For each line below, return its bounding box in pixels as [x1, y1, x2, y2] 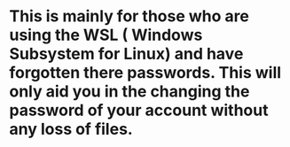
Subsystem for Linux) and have [9, 44, 244, 64]
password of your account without [9, 100, 269, 120]
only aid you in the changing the [9, 81, 250, 102]
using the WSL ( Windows [9, 25, 203, 45]
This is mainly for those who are [9, 6, 250, 27]
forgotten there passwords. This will [9, 63, 282, 83]
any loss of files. [9, 120, 133, 139]
